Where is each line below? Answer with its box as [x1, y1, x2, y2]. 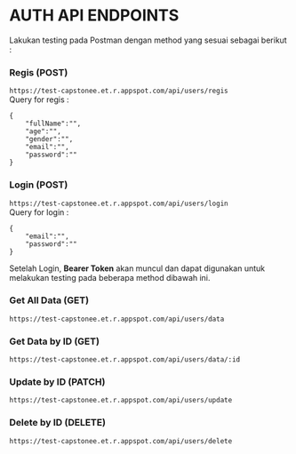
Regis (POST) [9, 66, 68, 78]
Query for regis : [9, 94, 69, 105]
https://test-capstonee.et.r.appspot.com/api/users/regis [9, 86, 228, 96]
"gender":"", [25, 135, 74, 144]
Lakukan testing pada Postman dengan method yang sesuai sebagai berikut [9, 35, 287, 45]
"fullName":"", [25, 119, 82, 129]
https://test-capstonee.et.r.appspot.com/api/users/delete [9, 436, 233, 445]
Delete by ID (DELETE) [9, 417, 107, 429]
